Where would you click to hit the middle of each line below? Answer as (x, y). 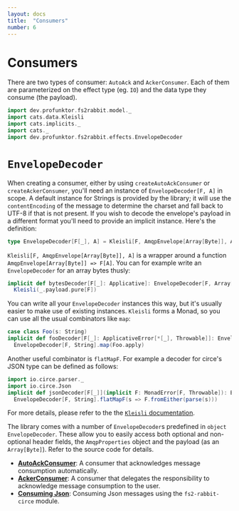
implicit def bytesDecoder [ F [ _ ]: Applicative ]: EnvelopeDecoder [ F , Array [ (121, 283)
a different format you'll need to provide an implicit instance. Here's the (112, 221)
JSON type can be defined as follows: (63, 366)
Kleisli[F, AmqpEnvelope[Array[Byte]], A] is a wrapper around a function (117, 255)
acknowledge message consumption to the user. (89, 486)
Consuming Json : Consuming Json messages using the (100, 494)
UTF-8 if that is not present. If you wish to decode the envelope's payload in (119, 213)
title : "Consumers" (38, 21)
